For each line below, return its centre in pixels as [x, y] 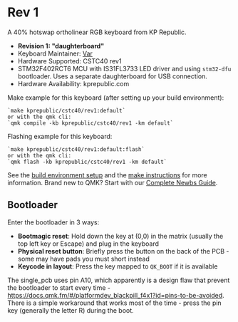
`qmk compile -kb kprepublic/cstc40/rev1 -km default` [90, 123]
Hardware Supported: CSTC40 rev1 [69, 61]
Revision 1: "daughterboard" [61, 46]
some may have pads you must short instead [83, 259]
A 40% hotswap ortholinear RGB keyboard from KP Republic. [97, 32]
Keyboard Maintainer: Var [55, 53]
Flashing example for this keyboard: [60, 136]
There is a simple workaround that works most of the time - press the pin [115, 303]
